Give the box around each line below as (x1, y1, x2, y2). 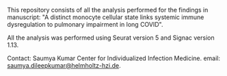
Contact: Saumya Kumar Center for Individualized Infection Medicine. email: (7, 54, 221, 62)
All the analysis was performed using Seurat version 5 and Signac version (7, 34, 215, 42)
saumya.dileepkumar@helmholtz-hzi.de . (7, 62, 121, 69)
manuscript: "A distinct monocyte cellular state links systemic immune (7, 13, 204, 21)
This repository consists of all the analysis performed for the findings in (7, 6, 209, 14)
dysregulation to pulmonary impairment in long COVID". (7, 21, 163, 28)
